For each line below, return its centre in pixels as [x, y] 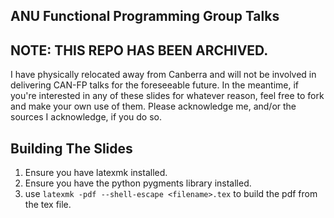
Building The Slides [71, 148]
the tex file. [48, 205]
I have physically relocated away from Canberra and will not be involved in [163, 75]
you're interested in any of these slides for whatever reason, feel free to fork [167, 96]
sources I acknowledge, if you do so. [86, 117]
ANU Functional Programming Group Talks [145, 16]
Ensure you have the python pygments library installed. [138, 183]
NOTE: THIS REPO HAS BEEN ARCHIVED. [139, 50]
